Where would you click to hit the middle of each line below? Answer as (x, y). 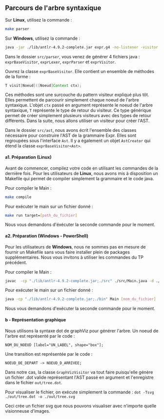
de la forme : (18, 76)
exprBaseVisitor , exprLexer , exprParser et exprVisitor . (61, 62)
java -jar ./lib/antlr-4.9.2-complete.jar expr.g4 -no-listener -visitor (82, 47)
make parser (17, 29)
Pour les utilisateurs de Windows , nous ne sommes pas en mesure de (75, 246)
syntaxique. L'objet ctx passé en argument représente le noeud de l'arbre (79, 105)
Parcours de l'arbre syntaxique (53, 8)
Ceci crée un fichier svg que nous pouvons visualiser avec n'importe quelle (81, 406)
